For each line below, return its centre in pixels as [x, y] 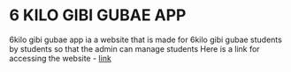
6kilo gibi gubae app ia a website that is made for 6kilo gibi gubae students [146, 40]
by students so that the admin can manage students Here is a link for [134, 48]
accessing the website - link [61, 58]
